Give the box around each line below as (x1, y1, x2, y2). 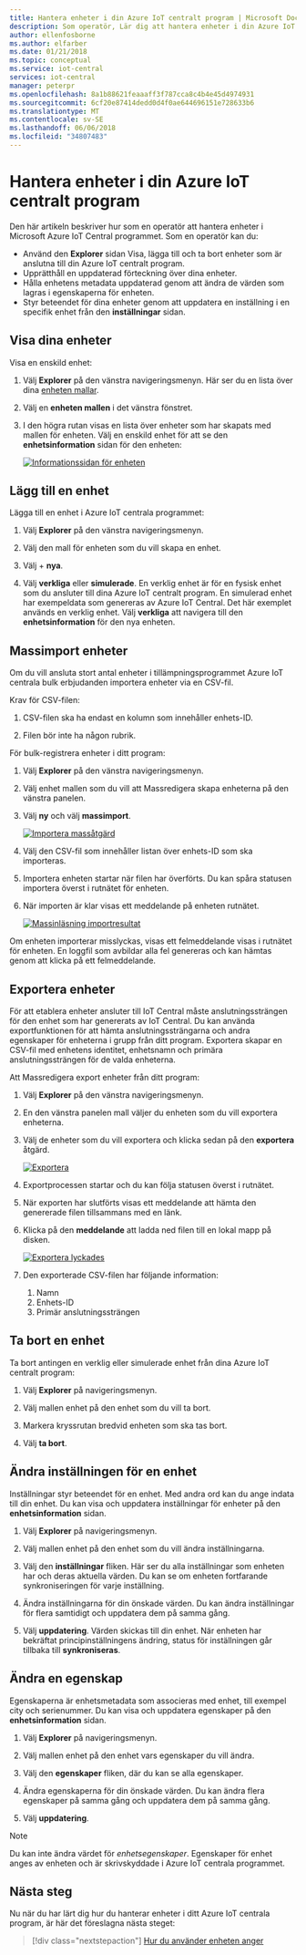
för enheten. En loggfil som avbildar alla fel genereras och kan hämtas (9, 946, 272, 957)
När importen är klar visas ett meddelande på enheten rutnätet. (22, 900, 260, 912)
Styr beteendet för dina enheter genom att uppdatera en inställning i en (22, 296, 290, 307)
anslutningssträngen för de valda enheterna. (9, 1054, 176, 1065)
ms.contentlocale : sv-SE (9, 115, 104, 124)
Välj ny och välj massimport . (22, 811, 132, 822)
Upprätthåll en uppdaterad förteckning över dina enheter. (22, 267, 238, 278)
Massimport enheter (9, 643, 128, 658)
